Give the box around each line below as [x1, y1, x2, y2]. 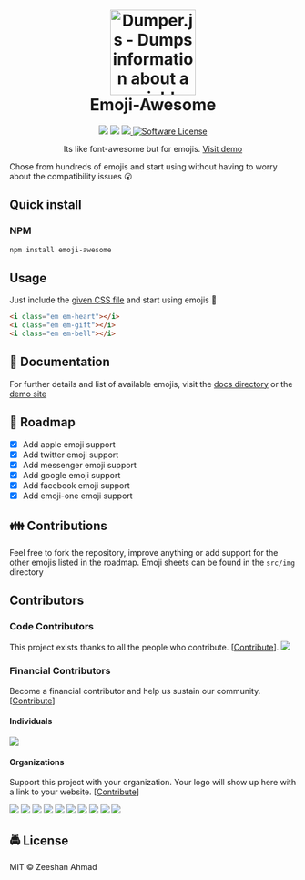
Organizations [9, 756, 65, 767]
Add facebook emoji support [22, 479, 130, 491]
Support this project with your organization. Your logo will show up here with [9, 777, 297, 788]
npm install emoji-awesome [9, 245, 112, 254]
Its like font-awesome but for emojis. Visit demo [63, 143, 243, 154]
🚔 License [9, 833, 69, 848]
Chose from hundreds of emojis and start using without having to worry [9, 160, 278, 172]
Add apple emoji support [22, 438, 116, 450]
